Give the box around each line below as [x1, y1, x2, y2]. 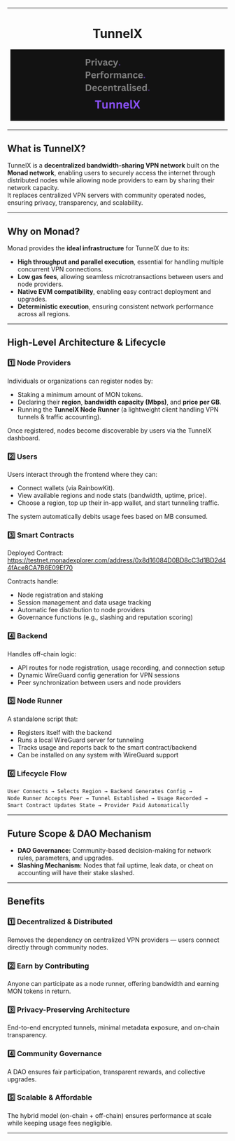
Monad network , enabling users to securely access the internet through [7, 169, 215, 177]
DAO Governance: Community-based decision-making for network [17, 846, 211, 854]
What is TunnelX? [7, 142, 86, 154]
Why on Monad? [7, 225, 80, 237]
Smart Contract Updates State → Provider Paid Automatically [7, 802, 190, 809]
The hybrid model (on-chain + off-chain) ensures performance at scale [7, 1111, 212, 1119]
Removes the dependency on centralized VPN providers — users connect [7, 936, 220, 944]
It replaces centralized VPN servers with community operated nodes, [7, 191, 206, 200]
